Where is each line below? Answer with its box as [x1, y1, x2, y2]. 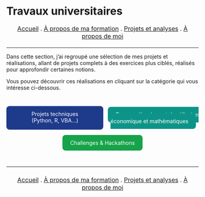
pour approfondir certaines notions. [6, 66, 96, 73]
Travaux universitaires [6, 4, 123, 18]
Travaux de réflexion [115, 111, 199, 118]
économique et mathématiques [110, 117, 189, 125]
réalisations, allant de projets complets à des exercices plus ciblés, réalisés [6, 59, 195, 66]
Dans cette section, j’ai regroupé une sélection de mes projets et [6, 53, 168, 60]
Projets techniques [31, 110, 79, 117]
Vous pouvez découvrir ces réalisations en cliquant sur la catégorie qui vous [6, 77, 198, 85]
